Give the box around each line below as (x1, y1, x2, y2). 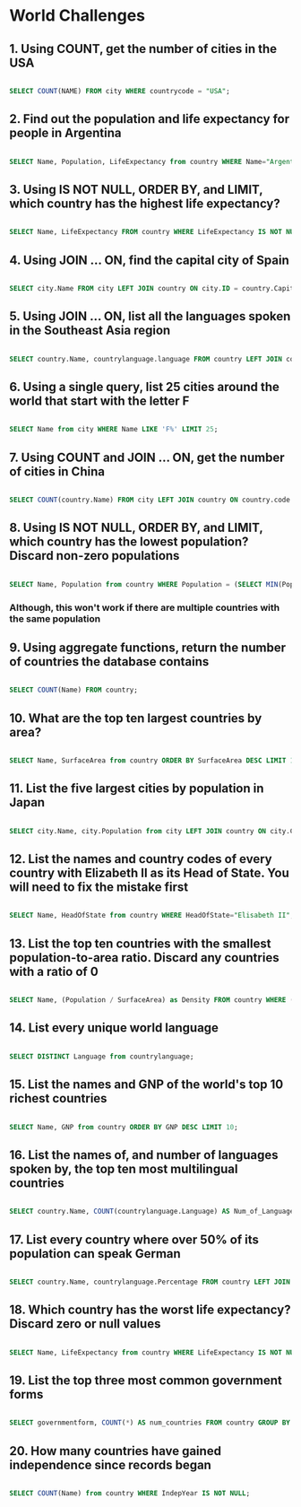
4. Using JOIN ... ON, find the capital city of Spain (9, 252, 289, 267)
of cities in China (9, 464, 106, 479)
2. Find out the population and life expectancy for (9, 111, 290, 126)
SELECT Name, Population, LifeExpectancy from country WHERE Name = (9, 157, 267, 166)
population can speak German (9, 1246, 181, 1261)
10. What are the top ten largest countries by (9, 710, 262, 726)
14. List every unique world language (9, 1020, 219, 1036)
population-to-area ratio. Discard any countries (9, 950, 279, 965)
